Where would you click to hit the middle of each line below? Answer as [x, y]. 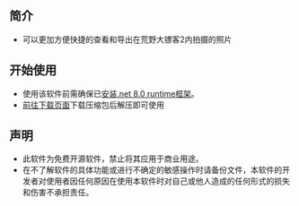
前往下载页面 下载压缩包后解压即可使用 [93, 105]
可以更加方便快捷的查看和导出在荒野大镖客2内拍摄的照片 [127, 39]
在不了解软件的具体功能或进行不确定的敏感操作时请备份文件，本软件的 [152, 170]
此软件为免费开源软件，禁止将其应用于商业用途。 [113, 159]
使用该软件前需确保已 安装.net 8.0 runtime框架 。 [110, 93]
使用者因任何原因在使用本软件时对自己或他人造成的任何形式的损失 [168, 181]
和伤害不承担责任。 [58, 193]
